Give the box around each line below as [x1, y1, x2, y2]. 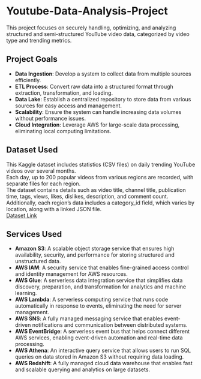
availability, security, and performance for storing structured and [14, 251, 175, 258]
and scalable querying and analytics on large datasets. [14, 366, 151, 373]
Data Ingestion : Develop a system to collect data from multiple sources [14, 70, 191, 77]
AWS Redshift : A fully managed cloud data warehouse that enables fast [14, 360, 193, 367]
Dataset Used [6, 145, 58, 155]
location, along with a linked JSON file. [6, 205, 102, 212]
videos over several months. [6, 167, 76, 175]
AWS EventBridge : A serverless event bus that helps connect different [14, 328, 190, 335]
